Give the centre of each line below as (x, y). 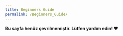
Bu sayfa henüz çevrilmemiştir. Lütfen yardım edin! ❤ (62, 28)
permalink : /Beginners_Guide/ (37, 14)
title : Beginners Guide (30, 10)
